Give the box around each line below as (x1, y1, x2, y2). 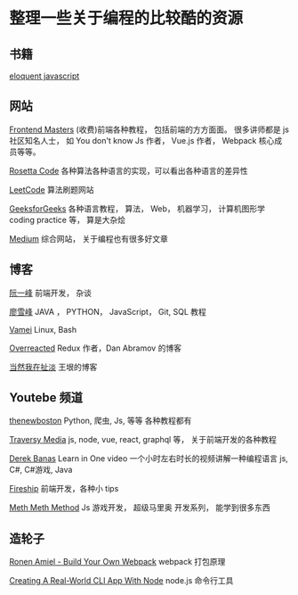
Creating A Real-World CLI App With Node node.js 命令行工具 (9, 575, 234, 586)
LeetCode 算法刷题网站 (9, 184, 95, 194)
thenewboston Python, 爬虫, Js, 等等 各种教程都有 (9, 416, 192, 426)
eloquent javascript (9, 70, 80, 81)
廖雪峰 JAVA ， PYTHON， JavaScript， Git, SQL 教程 (9, 306, 207, 317)
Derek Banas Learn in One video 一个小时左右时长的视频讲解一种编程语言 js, (9, 453, 289, 464)
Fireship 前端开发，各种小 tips (9, 483, 119, 494)
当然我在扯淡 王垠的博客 (9, 361, 98, 372)
